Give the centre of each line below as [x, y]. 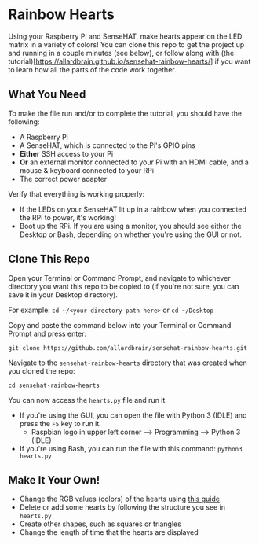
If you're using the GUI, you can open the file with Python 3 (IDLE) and [133, 415]
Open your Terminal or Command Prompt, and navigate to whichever [119, 278]
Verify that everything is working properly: [77, 193]
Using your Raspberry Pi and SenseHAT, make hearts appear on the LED [125, 36]
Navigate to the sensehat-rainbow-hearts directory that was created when [128, 363]
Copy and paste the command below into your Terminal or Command [120, 325]
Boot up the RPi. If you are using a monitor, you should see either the [130, 226]
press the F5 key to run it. [60, 423]
